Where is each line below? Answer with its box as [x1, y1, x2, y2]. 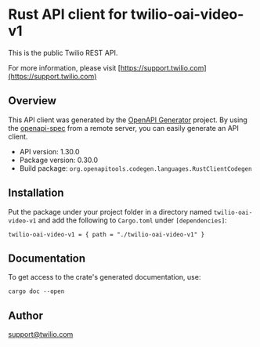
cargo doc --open [8, 287, 65, 295]
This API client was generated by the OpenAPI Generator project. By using [8, 115, 248, 125]
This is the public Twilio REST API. [8, 48, 118, 57]
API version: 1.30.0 [19, 146, 80, 156]
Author [8, 309, 43, 322]
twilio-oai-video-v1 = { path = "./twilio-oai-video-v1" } [8, 230, 205, 238]
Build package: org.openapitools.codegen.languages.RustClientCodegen [19, 163, 252, 173]
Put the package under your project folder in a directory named [8, 207, 212, 216]
